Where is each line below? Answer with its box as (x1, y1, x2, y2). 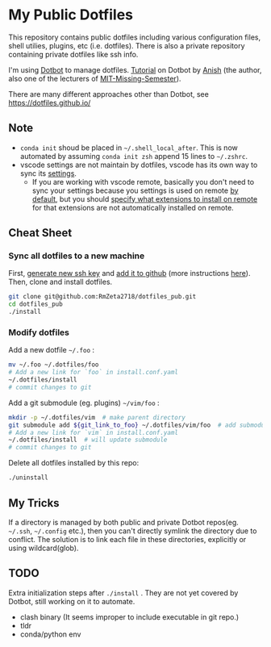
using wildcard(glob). (8, 543, 79, 553)
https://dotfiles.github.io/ (8, 98, 91, 107)
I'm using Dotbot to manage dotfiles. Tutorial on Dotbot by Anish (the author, (8, 65, 262, 74)
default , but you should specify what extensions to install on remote (31, 194, 258, 203)
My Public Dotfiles (8, 6, 134, 24)
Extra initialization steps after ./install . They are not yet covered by (8, 587, 239, 598)
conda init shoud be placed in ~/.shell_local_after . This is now (19, 143, 238, 152)
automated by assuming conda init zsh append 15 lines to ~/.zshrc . (19, 151, 248, 161)
